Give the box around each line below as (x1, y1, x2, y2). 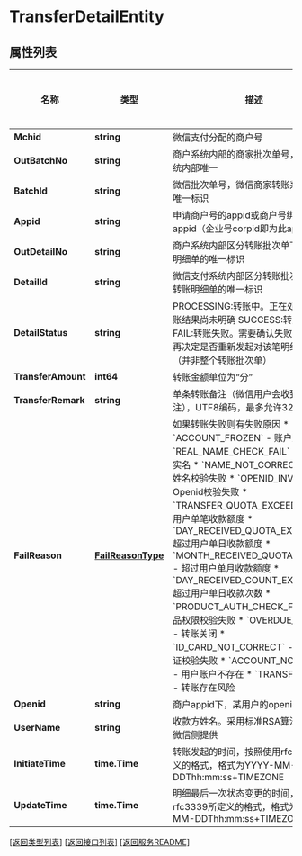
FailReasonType (93, 549, 164, 562)
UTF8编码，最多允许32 (194, 401, 294, 413)
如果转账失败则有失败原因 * (172, 419, 289, 430)
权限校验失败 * (181, 614, 244, 626)
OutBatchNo (13, 155, 68, 167)
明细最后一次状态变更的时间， (172, 788, 299, 799)
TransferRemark (13, 394, 85, 406)
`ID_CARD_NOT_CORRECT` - (172, 641, 294, 653)
